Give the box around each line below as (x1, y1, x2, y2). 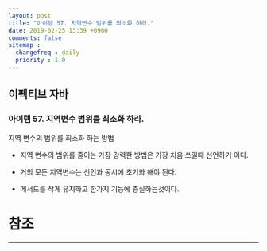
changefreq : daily (15, 49, 80, 57)
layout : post (8, 11, 52, 20)
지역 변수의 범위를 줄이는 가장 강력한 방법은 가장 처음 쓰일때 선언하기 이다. (19, 150, 249, 159)
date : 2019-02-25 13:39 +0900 (8, 26, 109, 34)
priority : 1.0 (15, 57, 66, 65)
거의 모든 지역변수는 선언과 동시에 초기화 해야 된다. (19, 167, 177, 176)
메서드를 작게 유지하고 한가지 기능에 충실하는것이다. (19, 184, 180, 194)
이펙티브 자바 (8, 88, 69, 101)
